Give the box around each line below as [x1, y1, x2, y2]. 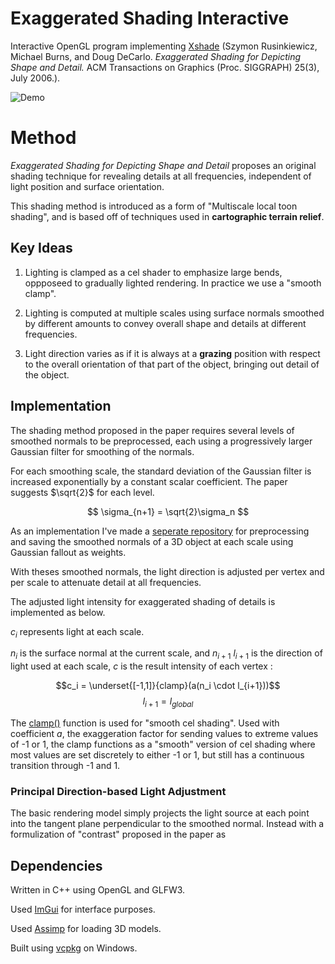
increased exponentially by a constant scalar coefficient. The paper [10, 475, 288, 487]
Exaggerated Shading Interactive [10, 7, 290, 30]
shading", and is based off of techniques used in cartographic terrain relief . [10, 210, 325, 222]
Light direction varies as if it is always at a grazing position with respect [24, 347, 321, 359]
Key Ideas [10, 240, 73, 257]
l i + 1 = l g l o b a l [142, 695, 194, 709]
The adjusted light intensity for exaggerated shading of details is [10, 595, 276, 607]
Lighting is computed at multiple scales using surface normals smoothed [24, 307, 325, 319]
